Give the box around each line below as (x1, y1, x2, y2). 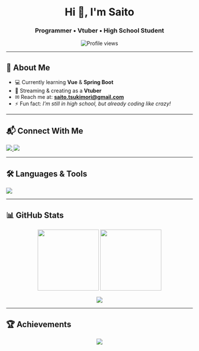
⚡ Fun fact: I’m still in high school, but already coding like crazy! (14, 100, 171, 107)
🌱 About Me (6, 62, 50, 73)
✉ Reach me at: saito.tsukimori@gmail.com (14, 94, 124, 101)
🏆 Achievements (6, 320, 72, 330)
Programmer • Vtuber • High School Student (34, 27, 165, 35)
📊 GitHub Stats (6, 210, 64, 221)
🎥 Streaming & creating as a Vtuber (14, 87, 102, 94)
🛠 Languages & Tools (6, 169, 88, 179)
